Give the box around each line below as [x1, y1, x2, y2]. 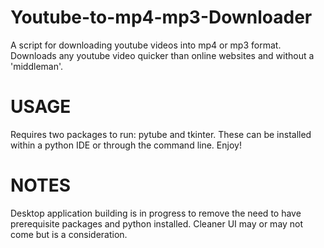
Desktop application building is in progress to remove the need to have [10, 207, 302, 219]
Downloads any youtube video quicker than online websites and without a [10, 49, 315, 61]
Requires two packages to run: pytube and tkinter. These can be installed [10, 128, 312, 140]
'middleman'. [10, 60, 64, 72]
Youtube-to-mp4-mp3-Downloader [10, 6, 313, 29]
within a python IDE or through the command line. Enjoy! [10, 139, 242, 151]
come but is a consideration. [10, 228, 128, 240]
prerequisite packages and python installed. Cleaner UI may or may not [10, 217, 304, 230]
